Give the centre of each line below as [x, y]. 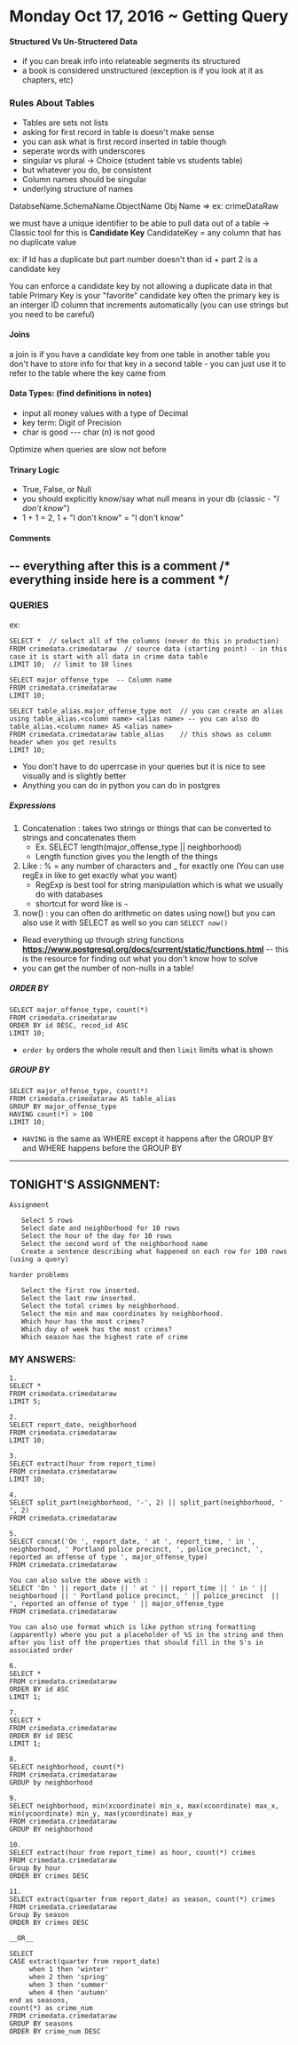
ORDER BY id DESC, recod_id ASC [69, 1025]
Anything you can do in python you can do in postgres [121, 785]
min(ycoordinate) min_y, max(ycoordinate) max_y [101, 1813]
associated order [41, 1650]
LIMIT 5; [25, 1402]
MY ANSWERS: [43, 1360]
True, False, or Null [56, 490]
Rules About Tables [52, 103]
